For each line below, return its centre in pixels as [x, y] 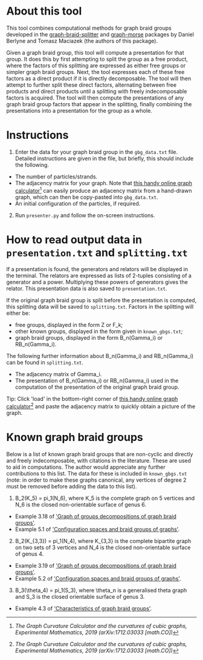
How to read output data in [74, 239]
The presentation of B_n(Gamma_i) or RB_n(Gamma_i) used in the [97, 381]
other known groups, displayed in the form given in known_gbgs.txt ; [99, 331]
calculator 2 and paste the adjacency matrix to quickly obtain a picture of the [101, 406]
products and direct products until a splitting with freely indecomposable [97, 91]
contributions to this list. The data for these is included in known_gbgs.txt [97, 474]
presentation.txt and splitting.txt [97, 252]
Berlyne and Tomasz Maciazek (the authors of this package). [82, 41]
